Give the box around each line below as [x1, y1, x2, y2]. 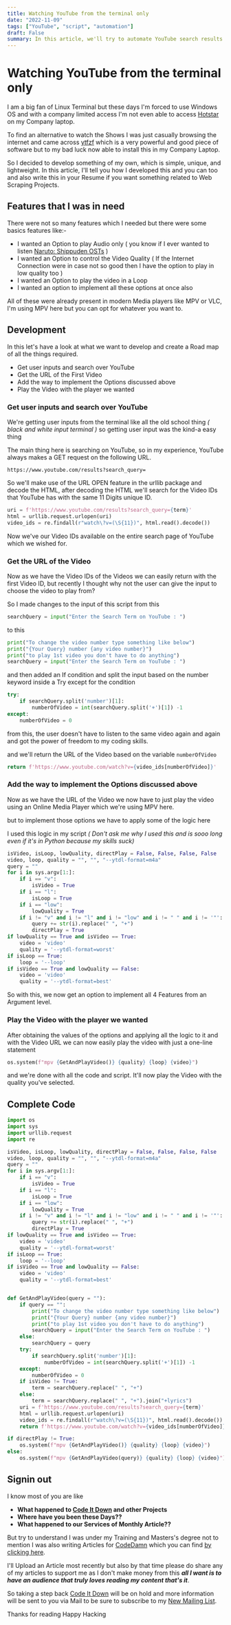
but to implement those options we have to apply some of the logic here [7, 816, 211, 824]
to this [7, 625, 25, 634]
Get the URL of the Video [7, 556, 91, 566]
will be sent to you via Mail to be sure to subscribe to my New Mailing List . [7, 1596, 217, 1605]
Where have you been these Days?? [16, 1513, 122, 1521]
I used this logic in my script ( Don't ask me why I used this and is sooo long [7, 829, 223, 838]
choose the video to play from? [7, 586, 96, 594]
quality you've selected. [7, 1079, 75, 1087]
